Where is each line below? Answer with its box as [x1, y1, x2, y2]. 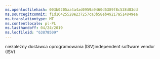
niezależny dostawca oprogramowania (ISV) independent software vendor [5, 44, 156, 49]
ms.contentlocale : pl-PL [5, 21, 56, 26]
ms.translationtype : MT [5, 16, 54, 21]
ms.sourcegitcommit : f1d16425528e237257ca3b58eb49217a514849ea [5, 12, 138, 17]
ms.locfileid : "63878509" [5, 30, 58, 35]
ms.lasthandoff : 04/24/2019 [5, 26, 63, 30]
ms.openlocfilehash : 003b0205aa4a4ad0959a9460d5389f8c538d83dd [5, 7, 138, 12]
